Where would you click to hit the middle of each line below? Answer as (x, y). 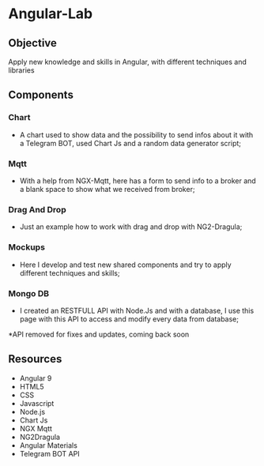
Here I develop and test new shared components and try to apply (125, 265)
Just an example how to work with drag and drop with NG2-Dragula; (131, 227)
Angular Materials (48, 445)
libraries (21, 70)
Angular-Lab (51, 14)
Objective (33, 43)
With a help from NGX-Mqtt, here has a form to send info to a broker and (138, 180)
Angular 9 (36, 378)
